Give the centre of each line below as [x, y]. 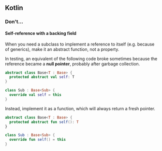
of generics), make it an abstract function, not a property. [62, 49]
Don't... [14, 22]
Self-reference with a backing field [41, 33]
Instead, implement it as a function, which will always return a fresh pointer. [80, 108]
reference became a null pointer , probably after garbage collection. [73, 64]
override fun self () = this [38, 140]
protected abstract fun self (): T [44, 122]
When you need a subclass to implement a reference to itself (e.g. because [80, 44]
